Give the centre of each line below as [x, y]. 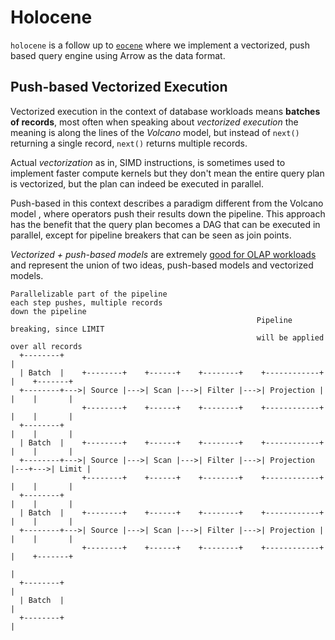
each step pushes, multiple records [86, 302]
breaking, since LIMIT [57, 329]
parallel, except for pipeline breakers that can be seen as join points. [151, 235]
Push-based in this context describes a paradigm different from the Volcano [167, 203]
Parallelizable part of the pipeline [89, 294]
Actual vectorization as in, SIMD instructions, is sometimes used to [148, 162]
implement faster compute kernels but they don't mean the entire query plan [167, 173]
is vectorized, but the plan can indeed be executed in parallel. [137, 183]
